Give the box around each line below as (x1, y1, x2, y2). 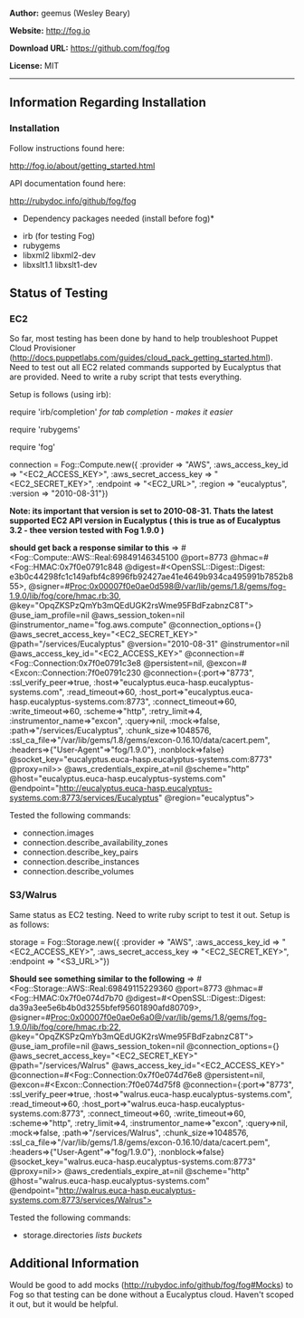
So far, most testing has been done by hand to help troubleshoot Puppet (9, 333, 279, 344)
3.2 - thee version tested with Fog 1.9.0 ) (9, 525, 165, 536)
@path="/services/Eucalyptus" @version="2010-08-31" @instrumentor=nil (9, 638, 290, 650)
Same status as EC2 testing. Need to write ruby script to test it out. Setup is (9, 909, 290, 920)
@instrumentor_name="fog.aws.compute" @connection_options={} (9, 619, 262, 630)
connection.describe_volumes (22, 866, 134, 877)
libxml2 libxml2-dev (22, 249, 97, 261)
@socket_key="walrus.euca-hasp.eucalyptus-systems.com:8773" (9, 1156, 256, 1167)
